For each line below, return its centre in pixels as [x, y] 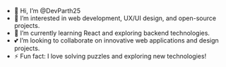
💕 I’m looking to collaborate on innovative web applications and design [116, 40]
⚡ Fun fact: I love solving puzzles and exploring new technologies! [110, 56]
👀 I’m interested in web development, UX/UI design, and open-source [115, 18]
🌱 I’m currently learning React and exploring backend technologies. [112, 33]
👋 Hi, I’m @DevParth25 [47, 11]
